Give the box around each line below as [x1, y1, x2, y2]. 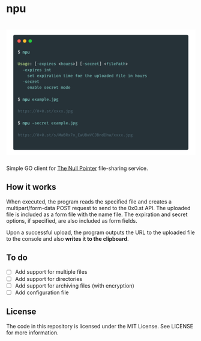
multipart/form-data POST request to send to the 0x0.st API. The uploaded [6, 204, 191, 211]
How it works [6, 182, 56, 192]
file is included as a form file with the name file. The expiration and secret [6, 211, 188, 218]
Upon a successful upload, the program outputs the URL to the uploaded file [6, 229, 195, 236]
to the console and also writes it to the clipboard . [6, 235, 129, 242]
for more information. [6, 329, 59, 336]
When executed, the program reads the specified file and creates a [6, 198, 172, 205]
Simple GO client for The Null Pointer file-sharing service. [6, 164, 148, 172]
